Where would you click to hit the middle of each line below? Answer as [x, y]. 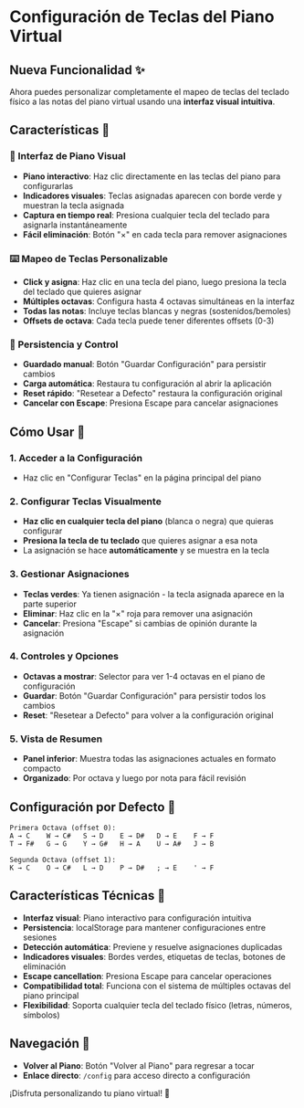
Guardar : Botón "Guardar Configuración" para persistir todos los [144, 695]
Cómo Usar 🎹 [47, 432]
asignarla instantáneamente [75, 225]
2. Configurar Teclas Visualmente [85, 501]
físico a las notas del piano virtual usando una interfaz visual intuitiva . [142, 101]
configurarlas [48, 185]
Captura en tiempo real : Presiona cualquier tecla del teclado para [146, 215]
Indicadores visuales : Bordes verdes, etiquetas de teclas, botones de [154, 956]
